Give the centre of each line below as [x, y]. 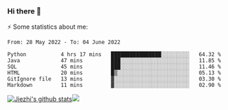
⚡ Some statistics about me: [48, 27]
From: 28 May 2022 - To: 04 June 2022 [64, 42]
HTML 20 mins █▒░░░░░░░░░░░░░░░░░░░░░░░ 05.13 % [114, 73]
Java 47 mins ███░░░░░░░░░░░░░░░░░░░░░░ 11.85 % [114, 61]
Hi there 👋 [25, 11]
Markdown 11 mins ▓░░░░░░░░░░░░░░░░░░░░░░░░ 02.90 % [114, 85]
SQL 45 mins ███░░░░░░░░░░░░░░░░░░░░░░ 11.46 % [114, 67]
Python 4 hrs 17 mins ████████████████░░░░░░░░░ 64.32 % [114, 55]
